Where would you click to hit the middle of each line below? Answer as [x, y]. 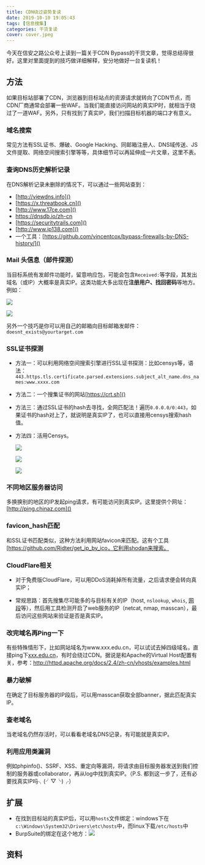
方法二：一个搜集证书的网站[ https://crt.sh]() [70, 395]
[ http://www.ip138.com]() [47, 229]
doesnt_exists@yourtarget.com [45, 332]
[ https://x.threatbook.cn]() [48, 203]
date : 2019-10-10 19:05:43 [41, 18]
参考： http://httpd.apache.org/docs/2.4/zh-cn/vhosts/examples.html [104, 663]
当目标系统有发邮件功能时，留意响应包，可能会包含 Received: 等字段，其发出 [102, 274]
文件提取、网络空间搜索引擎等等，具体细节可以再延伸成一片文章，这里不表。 [103, 152]
